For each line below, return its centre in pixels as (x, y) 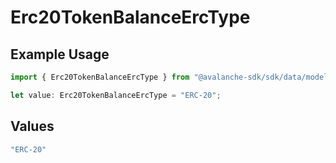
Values (32, 126)
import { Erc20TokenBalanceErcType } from (100, 77)
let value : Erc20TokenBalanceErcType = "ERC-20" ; (116, 95)
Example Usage (60, 54)
